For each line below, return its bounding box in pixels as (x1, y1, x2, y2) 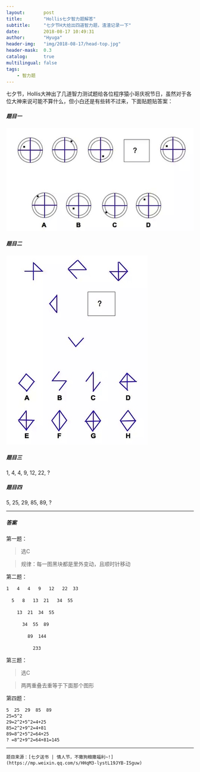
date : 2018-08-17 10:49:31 (6, 29, 95, 35)
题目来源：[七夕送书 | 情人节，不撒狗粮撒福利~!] (6, 754, 114, 760)
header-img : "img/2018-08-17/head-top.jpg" (6, 41, 121, 47)
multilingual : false (6, 60, 58, 66)
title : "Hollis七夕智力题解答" (6, 15, 96, 22)
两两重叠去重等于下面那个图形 (20, 682, 94, 689)
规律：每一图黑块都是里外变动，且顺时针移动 (20, 560, 131, 568)
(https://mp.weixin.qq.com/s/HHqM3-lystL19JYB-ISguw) (6, 760, 143, 766)
